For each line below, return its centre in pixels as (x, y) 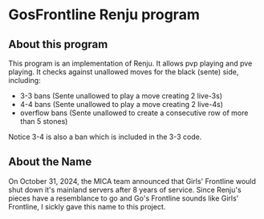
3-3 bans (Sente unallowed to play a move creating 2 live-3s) (121, 96)
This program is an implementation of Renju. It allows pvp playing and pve (130, 63)
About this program (58, 44)
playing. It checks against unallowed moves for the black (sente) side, (124, 72)
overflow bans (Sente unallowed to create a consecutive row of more (134, 113)
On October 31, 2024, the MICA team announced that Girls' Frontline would (132, 181)
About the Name (50, 162)
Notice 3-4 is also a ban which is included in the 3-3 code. (105, 137)
